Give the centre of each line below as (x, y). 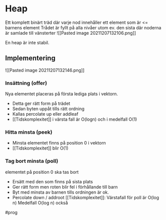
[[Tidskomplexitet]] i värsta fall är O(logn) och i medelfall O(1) (75, 119)
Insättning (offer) (26, 83)
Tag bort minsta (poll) (32, 161)
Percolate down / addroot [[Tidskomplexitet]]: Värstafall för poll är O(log (86, 197)
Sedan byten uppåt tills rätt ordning (48, 109)
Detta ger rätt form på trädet (41, 104)
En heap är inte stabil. (27, 42)
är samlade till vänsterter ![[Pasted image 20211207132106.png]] (71, 33)
